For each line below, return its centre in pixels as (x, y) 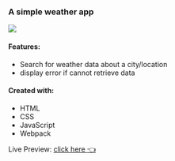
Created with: (31, 91)
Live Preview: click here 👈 (52, 149)
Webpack (35, 133)
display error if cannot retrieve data (77, 73)
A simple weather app (51, 12)
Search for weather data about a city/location (93, 64)
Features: (25, 47)
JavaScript (37, 125)
